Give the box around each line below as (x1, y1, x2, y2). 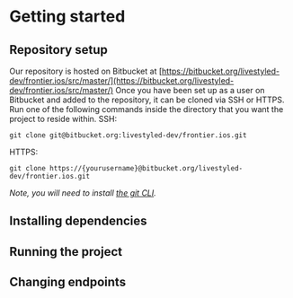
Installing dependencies (9, 214, 147, 229)
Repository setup (9, 42, 108, 57)
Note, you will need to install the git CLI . (9, 188, 157, 198)
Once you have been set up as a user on (115, 85, 265, 95)
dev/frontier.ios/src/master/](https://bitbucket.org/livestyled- (9, 75, 235, 86)
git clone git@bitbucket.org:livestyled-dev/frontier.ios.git (9, 131, 247, 140)
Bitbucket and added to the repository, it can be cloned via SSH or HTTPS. (9, 94, 285, 105)
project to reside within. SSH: (9, 114, 118, 124)
